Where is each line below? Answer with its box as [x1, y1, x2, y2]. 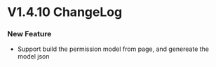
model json [17, 52, 50, 61]
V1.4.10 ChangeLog [7, 4, 123, 20]
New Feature [7, 29, 52, 39]
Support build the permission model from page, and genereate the [17, 45, 209, 53]
